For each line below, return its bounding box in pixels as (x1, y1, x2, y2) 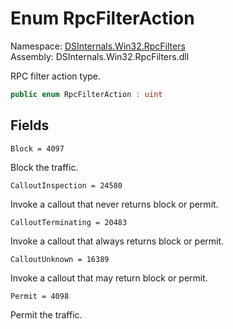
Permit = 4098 (10, 291, 70, 301)
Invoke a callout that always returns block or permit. (10, 235, 225, 247)
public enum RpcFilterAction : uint (10, 89, 163, 99)
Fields (10, 117, 50, 134)
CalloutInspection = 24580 (10, 180, 123, 191)
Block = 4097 (10, 143, 65, 154)
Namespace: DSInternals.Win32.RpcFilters (10, 40, 186, 52)
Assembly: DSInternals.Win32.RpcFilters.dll (10, 50, 190, 62)
